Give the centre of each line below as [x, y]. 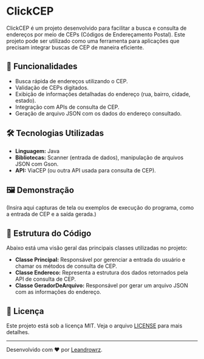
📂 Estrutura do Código [49, 233]
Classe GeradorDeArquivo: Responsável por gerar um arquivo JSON [101, 285]
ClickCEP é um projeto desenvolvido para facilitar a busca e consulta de [97, 28]
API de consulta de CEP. [45, 279]
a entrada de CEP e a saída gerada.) [51, 214]
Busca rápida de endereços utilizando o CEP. [72, 81]
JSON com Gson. [37, 164]
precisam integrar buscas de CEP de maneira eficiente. [75, 47]
